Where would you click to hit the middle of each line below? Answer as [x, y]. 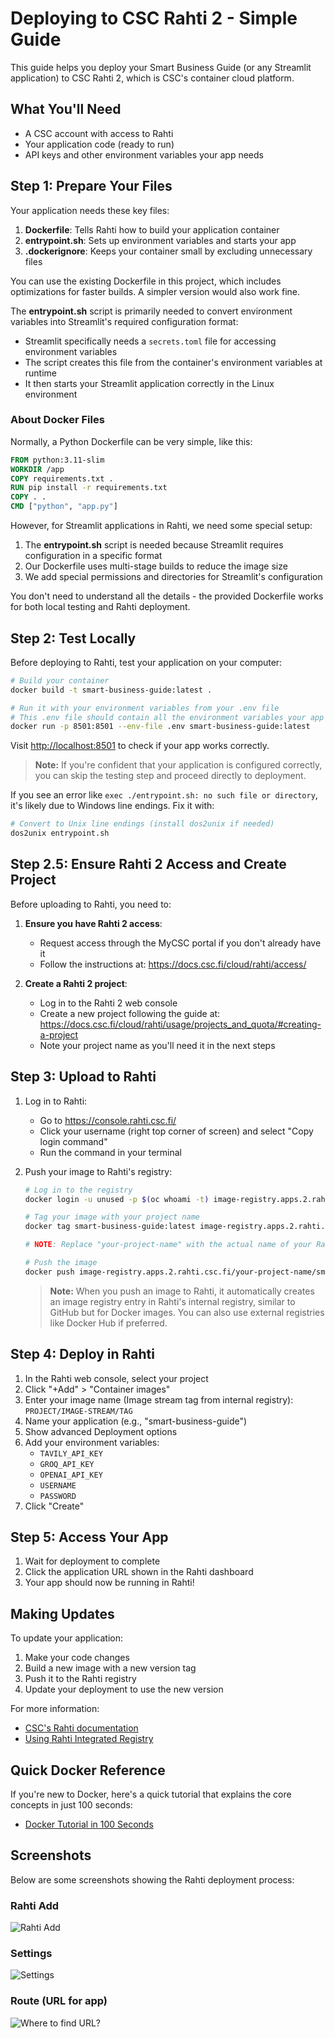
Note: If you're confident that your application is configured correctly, [178, 765]
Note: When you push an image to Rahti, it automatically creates [182, 1291]
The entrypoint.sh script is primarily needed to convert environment [151, 311]
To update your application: [67, 1638]
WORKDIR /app [37, 469]
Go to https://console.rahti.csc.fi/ [108, 1120]
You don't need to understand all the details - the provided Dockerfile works [167, 596]
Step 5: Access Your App [89, 1537]
